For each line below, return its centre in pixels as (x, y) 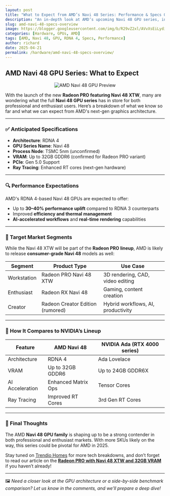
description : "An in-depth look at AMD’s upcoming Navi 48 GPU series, (82, 19)
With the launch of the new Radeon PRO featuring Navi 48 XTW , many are (83, 95)
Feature (25, 347)
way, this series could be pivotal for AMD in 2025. (57, 445)
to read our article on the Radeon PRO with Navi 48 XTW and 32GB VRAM (83, 460)
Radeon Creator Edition (69, 304)
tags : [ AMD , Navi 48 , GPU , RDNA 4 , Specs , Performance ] (65, 39)
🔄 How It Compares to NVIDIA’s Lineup (53, 331)
